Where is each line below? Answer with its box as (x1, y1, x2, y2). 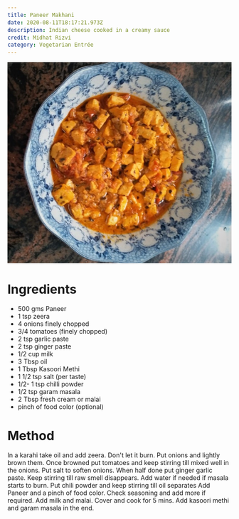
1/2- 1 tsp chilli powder (17, 380, 84, 388)
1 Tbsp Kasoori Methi (17, 365, 80, 373)
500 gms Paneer (17, 305, 67, 313)
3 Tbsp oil (17, 357, 48, 366)
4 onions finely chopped (17, 319, 90, 328)
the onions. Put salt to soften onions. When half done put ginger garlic (7, 466, 213, 475)
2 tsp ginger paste (17, 342, 72, 351)
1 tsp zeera (17, 312, 50, 321)
